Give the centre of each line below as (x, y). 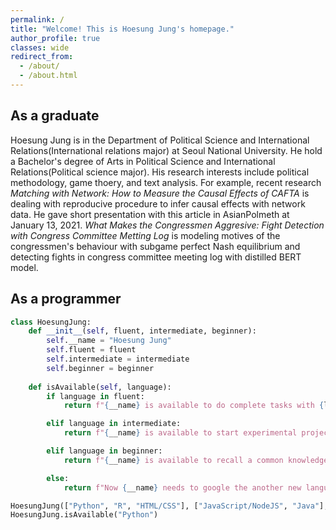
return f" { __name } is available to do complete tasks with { (194, 406)
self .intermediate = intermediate (118, 359)
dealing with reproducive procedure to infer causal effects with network (158, 203)
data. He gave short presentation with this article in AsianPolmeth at (150, 214)
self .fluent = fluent (91, 350)
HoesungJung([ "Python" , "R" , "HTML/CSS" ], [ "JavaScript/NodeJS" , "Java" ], (169, 506)
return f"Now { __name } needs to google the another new (182, 487)
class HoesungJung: (51, 322)
